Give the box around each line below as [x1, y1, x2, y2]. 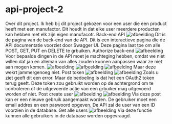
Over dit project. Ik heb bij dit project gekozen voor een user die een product [5, 20, 167, 27]
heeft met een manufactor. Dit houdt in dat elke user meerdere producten [5, 26, 160, 32]
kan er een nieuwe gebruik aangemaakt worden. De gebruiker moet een [5, 96, 157, 103]
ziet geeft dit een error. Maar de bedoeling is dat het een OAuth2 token [5, 75, 155, 81]
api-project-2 [5, 4, 63, 15]
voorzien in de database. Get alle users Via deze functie [5, 107, 152, 113]
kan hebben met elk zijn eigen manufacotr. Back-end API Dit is [5, 31, 166, 37]
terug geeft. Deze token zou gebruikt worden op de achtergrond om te [5, 80, 154, 86]
